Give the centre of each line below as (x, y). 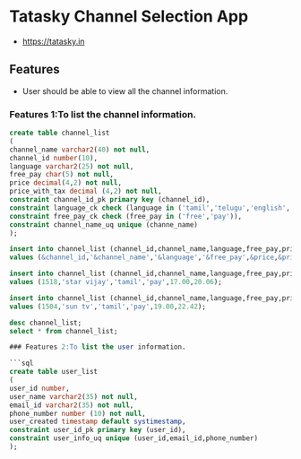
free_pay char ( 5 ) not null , (62, 175)
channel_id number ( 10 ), (54, 158)
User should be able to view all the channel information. (125, 91)
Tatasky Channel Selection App (129, 17)
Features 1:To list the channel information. (103, 114)
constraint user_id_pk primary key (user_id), (98, 430)
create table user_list (54, 372)
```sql (21, 364)
